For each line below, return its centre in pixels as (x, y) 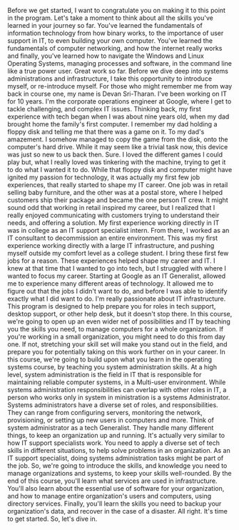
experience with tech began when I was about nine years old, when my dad (118, 116)
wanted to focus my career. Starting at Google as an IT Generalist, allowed (117, 276)
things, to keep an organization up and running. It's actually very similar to (116, 435)
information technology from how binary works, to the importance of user (116, 33)
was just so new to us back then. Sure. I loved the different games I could (115, 154)
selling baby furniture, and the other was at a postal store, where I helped (115, 192)
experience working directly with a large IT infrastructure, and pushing (111, 245)
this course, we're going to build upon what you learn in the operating (110, 359)
